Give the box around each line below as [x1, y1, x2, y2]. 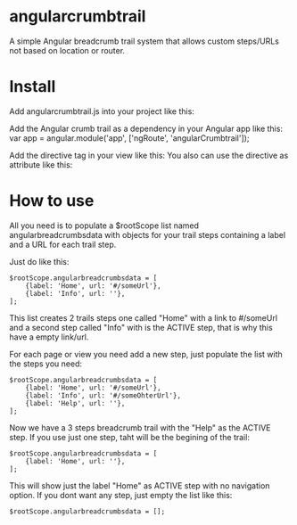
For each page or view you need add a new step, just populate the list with [9, 349, 283, 359]
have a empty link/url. [9, 332, 89, 342]
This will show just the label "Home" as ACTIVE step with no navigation [9, 480, 270, 491]
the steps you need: [9, 358, 83, 369]
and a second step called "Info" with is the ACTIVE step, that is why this [9, 322, 274, 332]
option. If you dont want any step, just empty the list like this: [9, 489, 233, 500]
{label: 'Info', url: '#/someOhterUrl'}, [25, 390, 181, 400]
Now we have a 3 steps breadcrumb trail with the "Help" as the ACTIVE [9, 422, 271, 433]
